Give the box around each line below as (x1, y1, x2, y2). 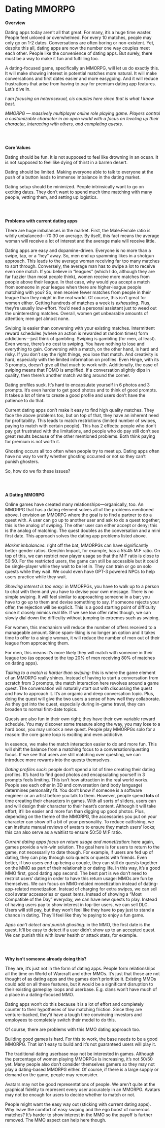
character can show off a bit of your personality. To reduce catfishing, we (5, 818, 154, 824)
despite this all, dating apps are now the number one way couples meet (5, 45, 150, 51)
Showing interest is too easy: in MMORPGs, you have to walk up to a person (5, 583, 159, 589)
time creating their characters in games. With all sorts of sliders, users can (5, 798, 156, 804)
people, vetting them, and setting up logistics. (5, 194, 98, 200)
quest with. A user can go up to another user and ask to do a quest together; (5, 517, 161, 523)
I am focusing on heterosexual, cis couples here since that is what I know (5, 95, 154, 102)
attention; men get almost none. (5, 316, 70, 321)
